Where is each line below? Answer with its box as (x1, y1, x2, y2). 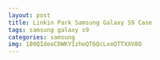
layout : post (8, 11, 51, 19)
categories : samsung (8, 33, 76, 41)
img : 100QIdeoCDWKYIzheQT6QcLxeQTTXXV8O (8, 41, 143, 48)
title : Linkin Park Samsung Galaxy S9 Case (8, 19, 153, 26)
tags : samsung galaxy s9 (8, 26, 89, 34)
